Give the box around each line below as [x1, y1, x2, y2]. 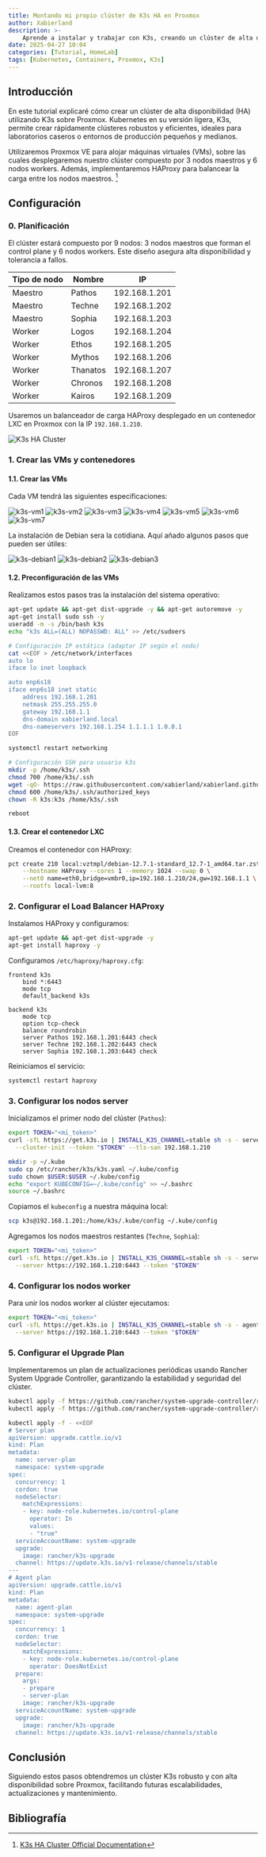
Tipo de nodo [12, 274, 63, 285]
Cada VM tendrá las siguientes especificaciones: [8, 492, 168, 501]
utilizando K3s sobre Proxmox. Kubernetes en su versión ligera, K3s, [8, 114, 232, 124]
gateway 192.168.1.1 [22, 707, 90, 716]
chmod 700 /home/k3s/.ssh [8, 773, 93, 781]
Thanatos [70, 365, 107, 376]
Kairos [70, 390, 95, 401]
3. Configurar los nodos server [8, 1095, 129, 1106]
